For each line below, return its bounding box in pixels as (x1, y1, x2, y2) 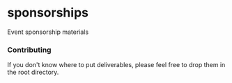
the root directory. (7, 68, 59, 77)
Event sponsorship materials (7, 28, 89, 36)
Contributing (7, 45, 52, 55)
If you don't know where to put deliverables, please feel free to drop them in (7, 61, 226, 69)
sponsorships (7, 5, 89, 21)
